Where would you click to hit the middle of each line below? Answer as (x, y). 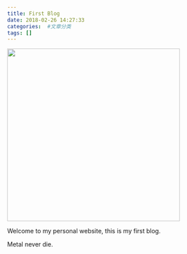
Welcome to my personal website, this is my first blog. (84, 231)
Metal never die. (30, 244)
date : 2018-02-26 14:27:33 (46, 20)
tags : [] (20, 33)
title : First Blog (33, 13)
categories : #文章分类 (39, 26)
